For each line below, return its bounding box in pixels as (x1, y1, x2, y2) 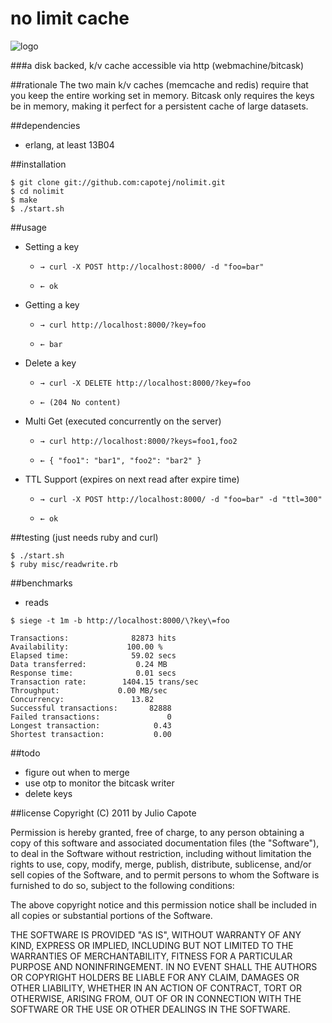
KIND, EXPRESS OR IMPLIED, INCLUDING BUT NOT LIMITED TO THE (10, 939, 294, 951)
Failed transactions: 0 (10, 712, 172, 722)
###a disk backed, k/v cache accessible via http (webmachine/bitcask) (10, 59, 305, 71)
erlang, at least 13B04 (24, 138, 115, 151)
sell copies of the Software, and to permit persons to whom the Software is (10, 868, 320, 881)
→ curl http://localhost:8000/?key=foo (39, 320, 207, 330)
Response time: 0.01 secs (10, 668, 177, 678)
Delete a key (24, 357, 77, 369)
